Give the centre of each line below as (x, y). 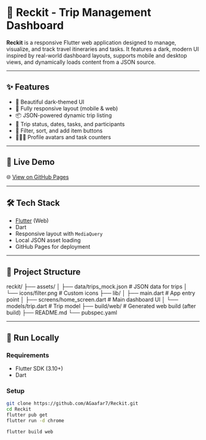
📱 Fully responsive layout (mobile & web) (67, 108)
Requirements (28, 355)
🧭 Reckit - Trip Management (79, 13)
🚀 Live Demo (31, 162)
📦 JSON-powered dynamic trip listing (63, 115)
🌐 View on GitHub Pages (38, 176)
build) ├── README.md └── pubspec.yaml (62, 313)
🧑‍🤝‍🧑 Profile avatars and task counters (63, 137)
